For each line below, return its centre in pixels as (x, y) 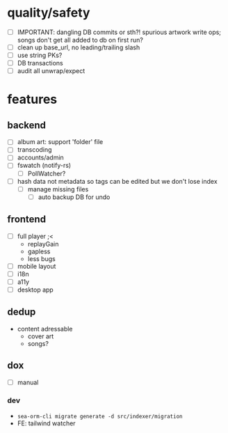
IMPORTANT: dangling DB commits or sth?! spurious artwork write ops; (119, 32)
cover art (41, 336)
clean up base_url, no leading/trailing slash (79, 47)
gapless (39, 251)
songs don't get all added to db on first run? (80, 40)
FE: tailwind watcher (46, 423)
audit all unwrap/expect (51, 71)
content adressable (45, 329)
